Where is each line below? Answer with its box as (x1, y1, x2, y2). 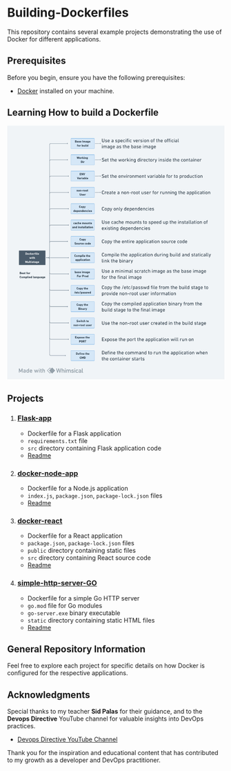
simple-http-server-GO (17, 578, 98, 588)
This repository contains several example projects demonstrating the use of (7, 28, 222, 36)
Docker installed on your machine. (17, 86, 115, 95)
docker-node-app (17, 468, 79, 478)
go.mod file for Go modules (27, 601, 103, 609)
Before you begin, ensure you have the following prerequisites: (7, 73, 185, 81)
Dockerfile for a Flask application (27, 429, 122, 438)
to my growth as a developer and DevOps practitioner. (7, 756, 161, 764)
